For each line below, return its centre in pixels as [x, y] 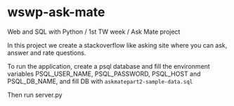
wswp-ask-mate [56, 12]
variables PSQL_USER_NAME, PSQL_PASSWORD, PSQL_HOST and [104, 74]
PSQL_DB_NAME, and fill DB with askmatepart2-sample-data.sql [100, 81]
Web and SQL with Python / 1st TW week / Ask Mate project [94, 32]
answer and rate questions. [47, 53]
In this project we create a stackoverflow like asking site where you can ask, [117, 45]
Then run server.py [35, 95]
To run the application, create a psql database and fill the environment [109, 66]
